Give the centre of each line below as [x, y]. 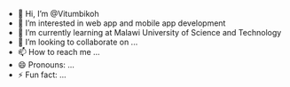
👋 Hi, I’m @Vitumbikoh [58, 14]
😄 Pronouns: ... [46, 65]
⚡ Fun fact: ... [42, 75]
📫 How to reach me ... [59, 52]
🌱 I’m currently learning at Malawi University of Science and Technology [149, 32]
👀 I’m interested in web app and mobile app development [121, 23]
